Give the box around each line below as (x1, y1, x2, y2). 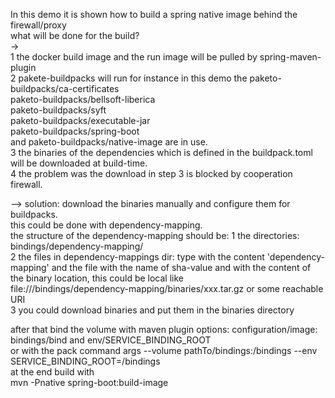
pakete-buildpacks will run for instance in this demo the (18, 72, 248, 84)
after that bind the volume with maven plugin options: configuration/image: (10, 324, 318, 335)
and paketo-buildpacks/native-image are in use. (10, 136, 208, 148)
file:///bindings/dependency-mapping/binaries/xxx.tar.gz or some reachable (10, 283, 324, 294)
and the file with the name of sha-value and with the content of (51, 262, 312, 273)
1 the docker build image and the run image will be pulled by (10, 51, 258, 63)
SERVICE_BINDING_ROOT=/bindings (10, 355, 161, 367)
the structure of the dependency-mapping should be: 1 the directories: (10, 230, 300, 241)
